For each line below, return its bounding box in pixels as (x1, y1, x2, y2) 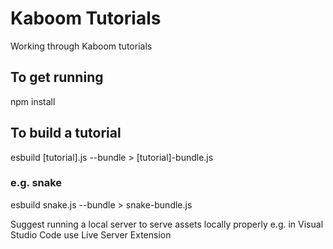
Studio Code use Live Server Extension (10, 228, 172, 241)
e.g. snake (10, 176, 63, 190)
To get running (10, 69, 104, 86)
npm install (10, 95, 56, 107)
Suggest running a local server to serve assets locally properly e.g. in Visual (10, 218, 324, 230)
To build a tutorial (10, 125, 122, 142)
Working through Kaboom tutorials (10, 40, 153, 52)
